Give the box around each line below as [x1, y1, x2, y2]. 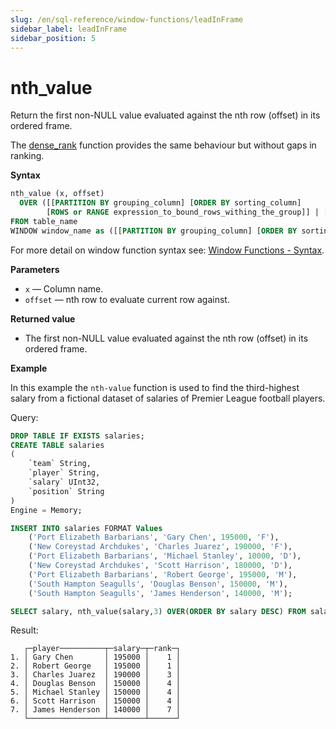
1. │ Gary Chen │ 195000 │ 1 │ [10, 652, 182, 663]
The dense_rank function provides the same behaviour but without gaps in [10, 139, 317, 151]
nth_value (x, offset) [10, 189, 105, 199]
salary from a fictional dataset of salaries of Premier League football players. [10, 392, 326, 404]
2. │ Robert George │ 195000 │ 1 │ [10, 661, 182, 671]
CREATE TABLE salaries [10, 440, 105, 450]
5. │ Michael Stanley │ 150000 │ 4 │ [10, 687, 182, 698]
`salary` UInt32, [28, 477, 101, 488]
